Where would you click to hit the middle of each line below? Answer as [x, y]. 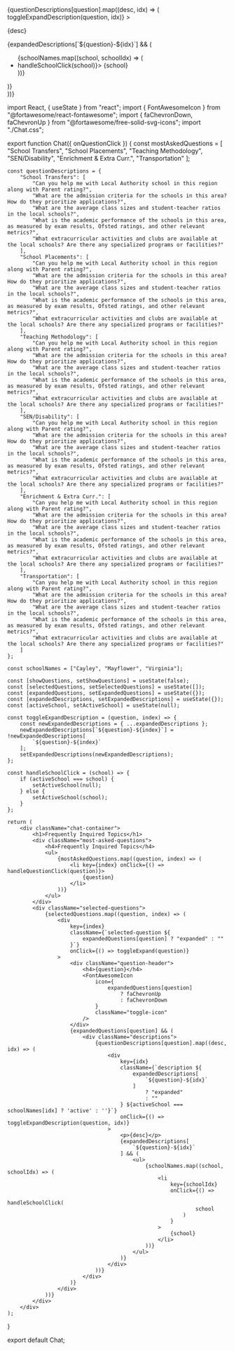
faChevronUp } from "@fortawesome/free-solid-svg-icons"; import [104, 122]
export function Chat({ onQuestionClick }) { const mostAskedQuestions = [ [115, 143]
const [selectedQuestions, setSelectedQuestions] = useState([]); [106, 687]
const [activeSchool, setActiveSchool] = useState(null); [94, 705]
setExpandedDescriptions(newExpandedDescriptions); [97, 754]
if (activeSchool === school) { [67, 779]
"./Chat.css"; [26, 130]
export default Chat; [36, 1340]
